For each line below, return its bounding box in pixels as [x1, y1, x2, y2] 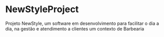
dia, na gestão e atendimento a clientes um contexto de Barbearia [5, 25, 145, 31]
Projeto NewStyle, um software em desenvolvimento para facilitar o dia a [5, 20, 159, 26]
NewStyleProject [5, 4, 79, 15]
